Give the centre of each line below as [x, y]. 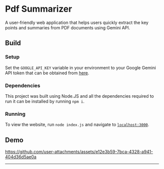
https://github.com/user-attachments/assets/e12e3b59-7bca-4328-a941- [79, 152]
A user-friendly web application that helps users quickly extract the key [77, 22]
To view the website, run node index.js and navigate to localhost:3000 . [77, 125]
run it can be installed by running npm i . [45, 101]
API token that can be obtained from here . [47, 73]
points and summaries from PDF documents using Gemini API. [68, 27]
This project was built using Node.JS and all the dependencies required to [80, 96]
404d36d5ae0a [21, 157]
